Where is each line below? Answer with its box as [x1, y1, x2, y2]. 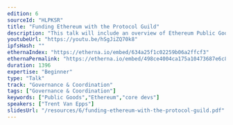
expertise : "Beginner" [7, 68, 73, 75]
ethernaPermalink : [7, 56, 60, 62]
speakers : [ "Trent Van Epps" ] [7, 101, 95, 108]
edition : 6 [7, 10, 39, 17]
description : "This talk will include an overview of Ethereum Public [7, 29, 216, 37]
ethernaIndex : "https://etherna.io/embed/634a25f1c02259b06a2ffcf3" [7, 49, 209, 56]
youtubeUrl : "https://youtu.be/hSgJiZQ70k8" [7, 36, 138, 43]
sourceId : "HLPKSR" [7, 17, 64, 24]
